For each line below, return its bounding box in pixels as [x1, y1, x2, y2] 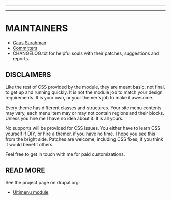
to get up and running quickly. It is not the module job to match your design [5, 89, 163, 95]
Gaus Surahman [12, 39, 47, 46]
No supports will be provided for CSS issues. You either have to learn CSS [5, 125, 160, 131]
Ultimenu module [12, 189, 49, 195]
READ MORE [5, 166, 45, 175]
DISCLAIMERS [5, 71, 51, 79]
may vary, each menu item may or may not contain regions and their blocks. [5, 110, 164, 116]
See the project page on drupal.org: [5, 179, 80, 185]
